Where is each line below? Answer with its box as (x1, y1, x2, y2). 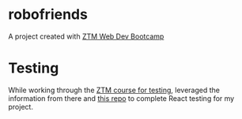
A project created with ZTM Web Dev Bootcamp (8, 32, 164, 41)
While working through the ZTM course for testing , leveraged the (8, 85, 220, 95)
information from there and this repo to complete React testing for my (8, 93, 235, 103)
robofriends (8, 6, 89, 24)
